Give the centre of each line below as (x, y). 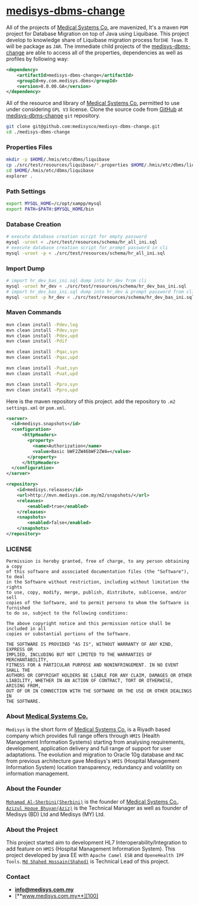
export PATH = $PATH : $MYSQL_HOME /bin (50, 209)
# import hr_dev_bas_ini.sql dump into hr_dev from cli (76, 281)
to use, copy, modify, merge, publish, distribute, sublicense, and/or (96, 592)
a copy (14, 567)
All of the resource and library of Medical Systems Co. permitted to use (93, 103)
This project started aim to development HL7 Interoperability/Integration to (97, 843)
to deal (16, 577)
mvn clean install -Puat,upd (42, 374)
